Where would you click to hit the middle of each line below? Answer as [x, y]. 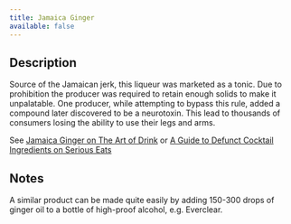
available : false [42, 26]
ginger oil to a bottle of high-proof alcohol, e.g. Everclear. [116, 210]
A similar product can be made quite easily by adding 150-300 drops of [142, 201]
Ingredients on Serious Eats [61, 150]
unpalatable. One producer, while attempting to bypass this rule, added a [145, 104]
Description [43, 63]
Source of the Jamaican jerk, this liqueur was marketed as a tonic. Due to [146, 84]
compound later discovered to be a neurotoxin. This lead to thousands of [145, 113]
